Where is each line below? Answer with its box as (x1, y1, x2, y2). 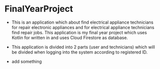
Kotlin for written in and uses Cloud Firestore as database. (11, 35, 128, 41)
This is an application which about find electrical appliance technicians (11, 19, 154, 25)
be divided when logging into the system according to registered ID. (11, 49, 148, 55)
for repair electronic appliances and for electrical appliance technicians (11, 24, 155, 30)
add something (11, 58, 42, 64)
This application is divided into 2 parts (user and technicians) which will (11, 44, 155, 50)
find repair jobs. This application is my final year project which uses (11, 29, 147, 35)
